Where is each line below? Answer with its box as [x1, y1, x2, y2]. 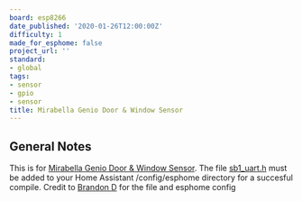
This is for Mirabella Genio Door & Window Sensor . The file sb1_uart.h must [9, 163, 288, 174]
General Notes [9, 139, 92, 154]
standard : [9, 55, 47, 64]
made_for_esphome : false [9, 38, 103, 48]
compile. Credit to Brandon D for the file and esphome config [9, 182, 236, 193]
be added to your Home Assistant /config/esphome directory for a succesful [9, 172, 293, 183]
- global [9, 64, 42, 73]
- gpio [9, 88, 34, 97]
